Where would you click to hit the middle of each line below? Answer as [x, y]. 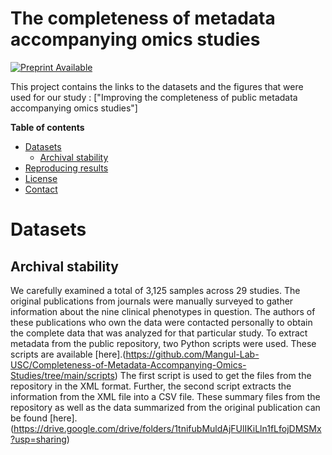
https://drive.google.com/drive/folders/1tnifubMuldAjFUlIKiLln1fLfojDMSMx [167, 428]
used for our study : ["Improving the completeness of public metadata [154, 97]
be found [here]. [44, 418]
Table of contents [47, 127]
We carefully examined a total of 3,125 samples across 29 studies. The [155, 290]
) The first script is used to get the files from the [213, 375]
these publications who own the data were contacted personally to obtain [161, 322]
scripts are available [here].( [68, 354]
